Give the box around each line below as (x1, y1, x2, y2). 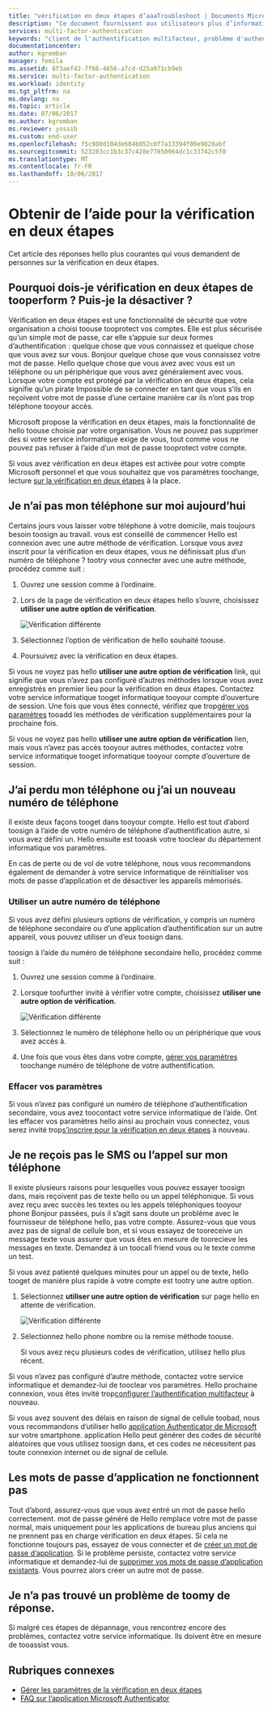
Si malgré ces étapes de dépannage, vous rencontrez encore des (8, 1623, 227, 1632)
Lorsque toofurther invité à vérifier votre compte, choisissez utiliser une (19, 988, 261, 997)
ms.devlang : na (8, 95, 60, 103)
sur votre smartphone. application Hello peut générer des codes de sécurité (8, 1430, 261, 1440)
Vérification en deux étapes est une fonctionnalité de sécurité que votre (8, 315, 248, 325)
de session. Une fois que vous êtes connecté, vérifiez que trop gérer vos (8, 701, 249, 710)
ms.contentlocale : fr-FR (8, 163, 92, 171)
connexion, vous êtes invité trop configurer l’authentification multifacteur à (8, 1389, 255, 1398)
